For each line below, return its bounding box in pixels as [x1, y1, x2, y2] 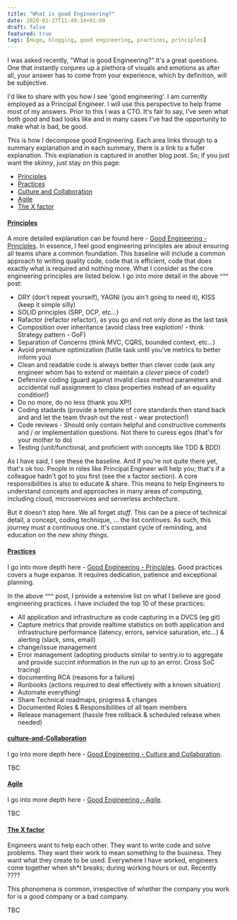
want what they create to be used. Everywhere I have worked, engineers [7, 856, 219, 865]
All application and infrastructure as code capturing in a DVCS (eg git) [17, 612, 221, 621]
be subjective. [7, 78, 49, 87]
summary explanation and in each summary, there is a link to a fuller [7, 144, 206, 152]
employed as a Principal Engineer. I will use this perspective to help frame [7, 100, 221, 108]
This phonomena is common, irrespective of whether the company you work [7, 885, 230, 893]
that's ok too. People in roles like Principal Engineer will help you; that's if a [7, 465, 225, 473]
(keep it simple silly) [17, 301, 76, 309]
